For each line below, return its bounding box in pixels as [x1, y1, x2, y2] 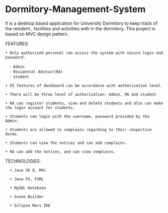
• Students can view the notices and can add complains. [5, 140, 127, 146]
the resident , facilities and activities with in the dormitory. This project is [5, 25, 155, 31]
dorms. [5, 131, 19, 136]
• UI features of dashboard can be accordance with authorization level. [5, 83, 163, 88]
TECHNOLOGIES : [5, 158, 43, 164]
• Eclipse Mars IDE [10, 203, 51, 208]
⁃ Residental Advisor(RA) [10, 69, 63, 74]
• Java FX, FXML [10, 176, 44, 182]
